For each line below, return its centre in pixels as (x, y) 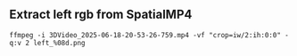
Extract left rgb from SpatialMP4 (101, 15)
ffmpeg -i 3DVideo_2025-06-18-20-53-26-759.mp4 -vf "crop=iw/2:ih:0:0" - (149, 35)
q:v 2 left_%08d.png (48, 43)
